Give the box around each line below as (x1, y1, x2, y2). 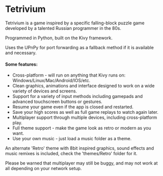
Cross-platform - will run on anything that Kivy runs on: (12, 72, 126, 78)
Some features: (5, 61, 38, 67)
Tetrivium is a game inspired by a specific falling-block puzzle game (5, 20, 145, 26)
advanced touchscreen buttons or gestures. (12, 98, 103, 105)
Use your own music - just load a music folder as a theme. (12, 136, 132, 142)
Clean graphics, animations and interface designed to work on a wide (12, 83, 155, 89)
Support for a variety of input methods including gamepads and (12, 93, 143, 99)
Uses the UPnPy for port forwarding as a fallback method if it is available (5, 44, 154, 50)
